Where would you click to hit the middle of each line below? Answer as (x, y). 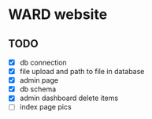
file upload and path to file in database (82, 72)
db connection (43, 62)
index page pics (46, 107)
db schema (38, 89)
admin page (39, 80)
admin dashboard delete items (69, 98)
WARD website (58, 15)
